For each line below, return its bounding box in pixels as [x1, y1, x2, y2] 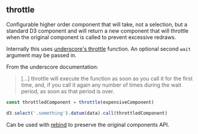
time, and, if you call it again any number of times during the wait [20, 81, 182, 88]
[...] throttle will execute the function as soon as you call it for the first [20, 75, 193, 82]
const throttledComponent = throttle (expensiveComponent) [6, 99, 154, 105]
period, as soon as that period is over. [20, 87, 115, 95]
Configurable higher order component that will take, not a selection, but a [6, 20, 188, 28]
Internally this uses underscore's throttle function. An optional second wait [6, 45, 191, 52]
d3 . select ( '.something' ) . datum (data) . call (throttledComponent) [6, 110, 168, 116]
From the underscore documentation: [6, 63, 99, 70]
